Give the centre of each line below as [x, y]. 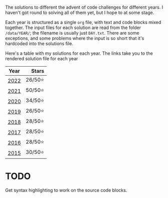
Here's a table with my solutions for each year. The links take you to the [79, 53]
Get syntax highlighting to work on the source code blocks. [66, 190]
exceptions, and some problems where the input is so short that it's [75, 38]
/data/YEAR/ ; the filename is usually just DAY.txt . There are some [72, 33]
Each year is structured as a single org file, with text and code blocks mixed [83, 22]
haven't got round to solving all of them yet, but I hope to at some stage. [80, 13]
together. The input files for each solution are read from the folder [73, 28]
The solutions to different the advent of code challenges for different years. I [84, 7]
